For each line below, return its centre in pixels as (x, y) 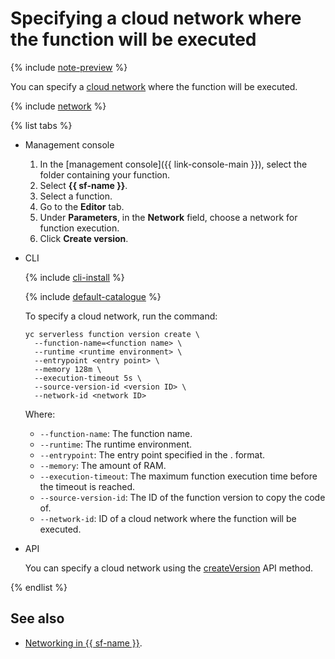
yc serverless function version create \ (112, 334)
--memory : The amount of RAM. (103, 465)
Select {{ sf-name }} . (83, 185)
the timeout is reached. (87, 486)
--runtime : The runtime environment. (116, 444)
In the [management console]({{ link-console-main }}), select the (173, 164)
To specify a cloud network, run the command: (121, 316)
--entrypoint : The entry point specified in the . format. (152, 454)
